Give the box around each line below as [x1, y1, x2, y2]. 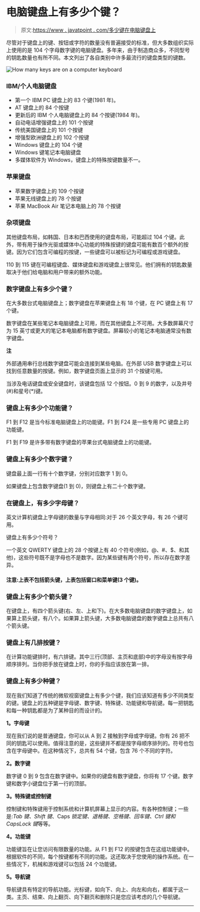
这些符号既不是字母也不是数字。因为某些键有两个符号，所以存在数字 [18, 554, 186, 561]
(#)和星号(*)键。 [6, 387, 46, 395]
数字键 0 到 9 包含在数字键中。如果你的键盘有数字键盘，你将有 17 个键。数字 [6, 772, 193, 779]
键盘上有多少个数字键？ [6, 455, 73, 463]
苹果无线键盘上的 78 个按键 [14, 195, 82, 202]
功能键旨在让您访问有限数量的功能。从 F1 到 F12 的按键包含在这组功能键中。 [6, 845, 193, 852]
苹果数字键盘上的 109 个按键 [14, 187, 85, 195]
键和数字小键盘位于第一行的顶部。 [6, 779, 90, 787]
